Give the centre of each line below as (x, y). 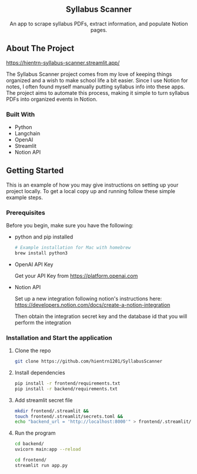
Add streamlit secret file (44, 400)
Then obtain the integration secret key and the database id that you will (101, 316)
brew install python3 (41, 253)
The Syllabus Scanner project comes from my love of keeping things (89, 74)
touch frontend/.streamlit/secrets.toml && (69, 416)
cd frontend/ (31, 460)
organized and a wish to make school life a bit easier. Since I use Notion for (97, 80)
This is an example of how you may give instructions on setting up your (92, 185)
